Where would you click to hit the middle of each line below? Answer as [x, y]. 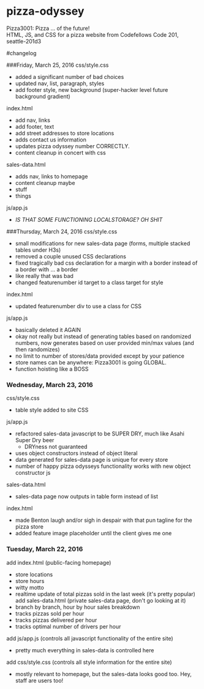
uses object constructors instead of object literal [76, 453]
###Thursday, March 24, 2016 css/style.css [62, 232]
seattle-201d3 [24, 41]
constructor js [33, 473]
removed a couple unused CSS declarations [71, 256]
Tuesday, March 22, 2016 [45, 549]
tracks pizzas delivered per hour [56, 620]
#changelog [21, 53]
